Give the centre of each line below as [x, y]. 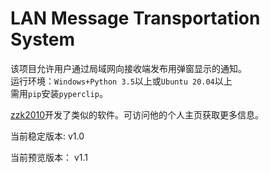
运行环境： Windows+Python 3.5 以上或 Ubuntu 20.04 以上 [121, 81]
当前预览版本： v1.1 [49, 157]
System [43, 39]
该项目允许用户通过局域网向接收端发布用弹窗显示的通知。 [128, 68]
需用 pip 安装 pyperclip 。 [59, 93]
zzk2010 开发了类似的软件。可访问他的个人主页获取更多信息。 [137, 114]
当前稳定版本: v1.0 [47, 136]
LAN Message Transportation [135, 18]
